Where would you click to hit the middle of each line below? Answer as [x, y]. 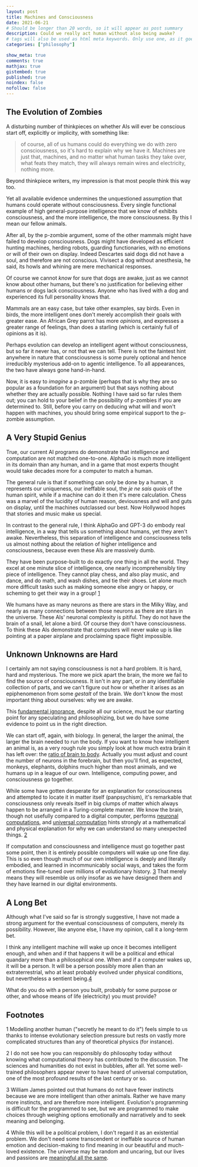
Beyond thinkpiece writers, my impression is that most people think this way [98, 180]
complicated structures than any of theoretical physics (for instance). [90, 1042]
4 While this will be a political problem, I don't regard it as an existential [92, 1133]
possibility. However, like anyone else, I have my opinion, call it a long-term [97, 929]
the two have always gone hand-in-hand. [56, 369]
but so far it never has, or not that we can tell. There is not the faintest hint [96, 351]
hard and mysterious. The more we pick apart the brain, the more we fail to [97, 675]
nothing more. [37, 169]
